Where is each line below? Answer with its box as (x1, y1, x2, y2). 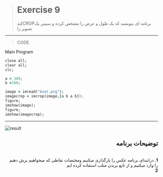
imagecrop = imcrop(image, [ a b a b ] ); (5, 94, 83, 99)
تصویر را (16, 25, 33, 31)
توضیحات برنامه (116, 139, 158, 147)
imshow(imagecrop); (5, 112, 45, 117)
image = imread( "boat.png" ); (5, 89, 64, 94)
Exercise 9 (16, 4, 61, 16)
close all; (5, 58, 27, 63)
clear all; (5, 63, 27, 67)
